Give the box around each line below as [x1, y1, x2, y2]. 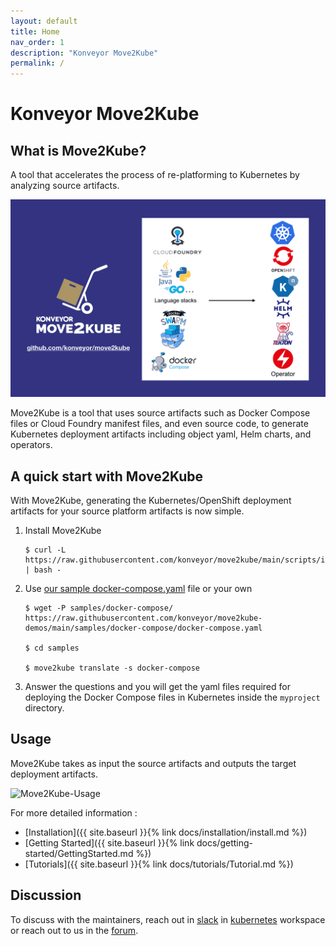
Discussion [10, 887, 82, 904]
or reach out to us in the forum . [10, 924, 139, 936]
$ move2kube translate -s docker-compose [24, 663, 200, 673]
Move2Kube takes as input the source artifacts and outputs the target [10, 757, 297, 769]
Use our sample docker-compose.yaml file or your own [24, 582, 253, 594]
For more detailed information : [10, 806, 138, 819]
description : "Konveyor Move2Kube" [10, 48, 159, 58]
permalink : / [10, 58, 65, 69]
